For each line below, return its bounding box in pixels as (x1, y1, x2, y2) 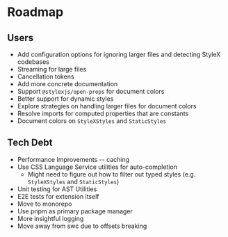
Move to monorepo (17, 199, 72, 208)
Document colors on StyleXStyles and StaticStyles (17, 117, 167, 125)
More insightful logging (17, 214, 84, 222)
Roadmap (7, 4, 64, 20)
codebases (17, 58, 50, 66)
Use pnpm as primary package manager (17, 206, 133, 215)
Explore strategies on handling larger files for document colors (17, 102, 197, 110)
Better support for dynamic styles (17, 95, 114, 103)
